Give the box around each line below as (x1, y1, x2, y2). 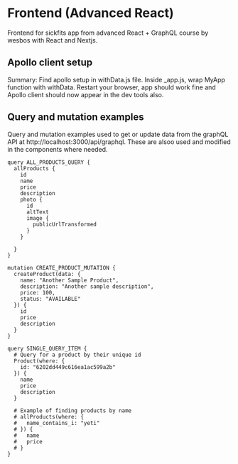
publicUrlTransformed (33, 221, 97, 228)
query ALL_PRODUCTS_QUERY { (7, 158, 91, 166)
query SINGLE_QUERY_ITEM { (7, 345, 87, 352)
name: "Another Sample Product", (20, 277, 119, 284)
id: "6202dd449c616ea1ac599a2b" (20, 363, 116, 370)
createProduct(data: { (13, 270, 81, 277)
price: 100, (20, 289, 55, 296)
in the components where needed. (7, 145, 108, 153)
